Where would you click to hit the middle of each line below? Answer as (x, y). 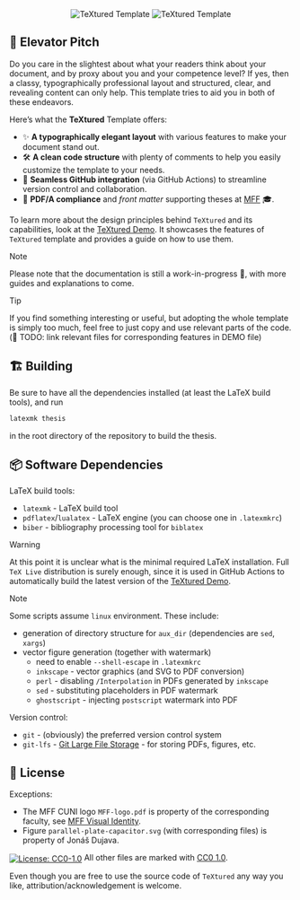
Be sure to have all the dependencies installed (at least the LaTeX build (140, 392)
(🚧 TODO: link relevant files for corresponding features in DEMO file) (136, 336)
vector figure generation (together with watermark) (117, 652)
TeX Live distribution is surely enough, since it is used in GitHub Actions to (147, 572)
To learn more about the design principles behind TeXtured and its (131, 220)
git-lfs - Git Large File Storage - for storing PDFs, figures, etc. (139, 745)
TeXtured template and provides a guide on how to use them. (122, 239)
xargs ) (34, 643)
